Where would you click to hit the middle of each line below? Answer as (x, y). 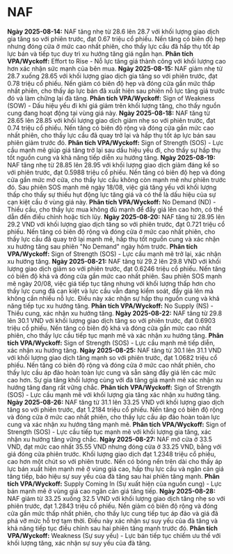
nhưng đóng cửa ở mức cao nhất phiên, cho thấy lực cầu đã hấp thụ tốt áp (114, 46)
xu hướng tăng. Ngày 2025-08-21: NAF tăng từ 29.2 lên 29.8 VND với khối (114, 261)
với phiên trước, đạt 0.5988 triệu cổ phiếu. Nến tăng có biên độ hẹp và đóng (116, 172)
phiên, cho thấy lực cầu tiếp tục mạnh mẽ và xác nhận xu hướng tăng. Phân (115, 335)
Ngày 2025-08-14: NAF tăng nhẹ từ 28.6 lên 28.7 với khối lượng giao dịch (113, 31)
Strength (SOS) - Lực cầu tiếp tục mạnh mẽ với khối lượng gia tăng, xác (110, 432)
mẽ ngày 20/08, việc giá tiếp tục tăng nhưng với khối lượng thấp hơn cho (111, 283)
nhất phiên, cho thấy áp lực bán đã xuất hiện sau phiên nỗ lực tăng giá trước (116, 91)
